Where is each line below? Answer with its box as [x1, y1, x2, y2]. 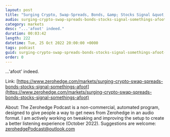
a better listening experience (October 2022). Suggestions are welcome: [5, 120, 156, 127]
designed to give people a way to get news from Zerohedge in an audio [5, 110, 154, 116]
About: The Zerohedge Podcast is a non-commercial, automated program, [5, 105, 160, 111]
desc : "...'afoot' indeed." [5, 26, 65, 31]
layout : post [5, 7, 33, 13]
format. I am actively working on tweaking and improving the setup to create [5, 115, 164, 121]
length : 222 [5, 36, 30, 41]
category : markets [5, 21, 44, 27]
